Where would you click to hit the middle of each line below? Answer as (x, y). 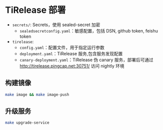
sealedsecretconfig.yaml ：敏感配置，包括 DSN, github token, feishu (89, 31)
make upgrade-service (27, 123)
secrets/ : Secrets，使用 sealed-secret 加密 (56, 25)
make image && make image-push (37, 95)
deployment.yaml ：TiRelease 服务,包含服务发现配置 (71, 53)
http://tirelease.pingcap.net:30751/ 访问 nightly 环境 (72, 66)
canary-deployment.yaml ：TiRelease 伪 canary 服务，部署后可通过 (86, 60)
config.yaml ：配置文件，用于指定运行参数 (62, 47)
